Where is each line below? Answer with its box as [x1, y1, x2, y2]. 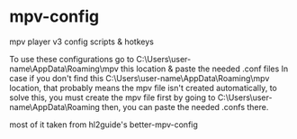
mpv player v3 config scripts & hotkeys [9, 36, 155, 47]
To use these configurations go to [9, 53, 135, 64]
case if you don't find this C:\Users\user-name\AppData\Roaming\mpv [9, 72, 270, 83]
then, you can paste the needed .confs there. [102, 101, 269, 112]
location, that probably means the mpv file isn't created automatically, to [9, 82, 277, 93]
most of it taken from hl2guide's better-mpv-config [9, 119, 198, 130]
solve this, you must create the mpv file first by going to [9, 92, 216, 103]
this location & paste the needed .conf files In [120, 63, 289, 74]
